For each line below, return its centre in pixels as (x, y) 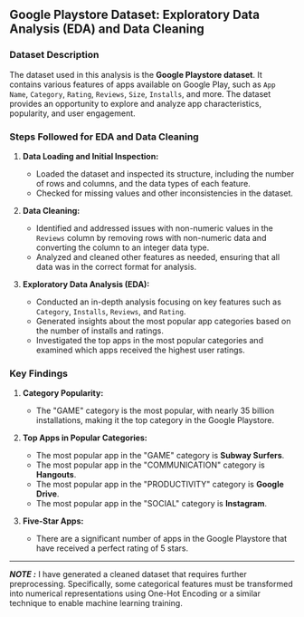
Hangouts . (56, 475)
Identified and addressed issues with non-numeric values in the (154, 228)
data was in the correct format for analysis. (116, 266)
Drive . (47, 494)
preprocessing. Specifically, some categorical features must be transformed (151, 584)
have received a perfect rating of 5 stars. (112, 548)
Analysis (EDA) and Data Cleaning (107, 29)
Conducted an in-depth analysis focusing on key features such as (159, 302)
